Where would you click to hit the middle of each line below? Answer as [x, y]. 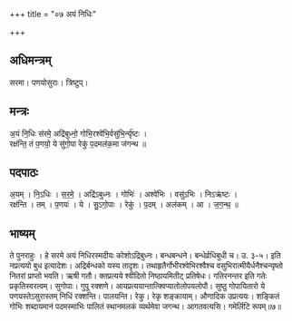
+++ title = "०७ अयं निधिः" [53, 14]
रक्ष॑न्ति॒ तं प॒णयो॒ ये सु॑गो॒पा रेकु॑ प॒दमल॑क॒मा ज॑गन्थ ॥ [78, 143]
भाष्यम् [22, 233]
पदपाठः [24, 173]
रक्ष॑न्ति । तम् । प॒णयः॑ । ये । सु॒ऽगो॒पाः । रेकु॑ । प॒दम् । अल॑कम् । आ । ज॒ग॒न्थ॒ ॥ [124, 205]
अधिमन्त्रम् [30, 60]
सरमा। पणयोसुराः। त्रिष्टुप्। [49, 83]
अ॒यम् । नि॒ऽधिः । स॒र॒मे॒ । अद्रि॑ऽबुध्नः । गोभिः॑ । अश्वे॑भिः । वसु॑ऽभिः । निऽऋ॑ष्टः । [124, 194]
